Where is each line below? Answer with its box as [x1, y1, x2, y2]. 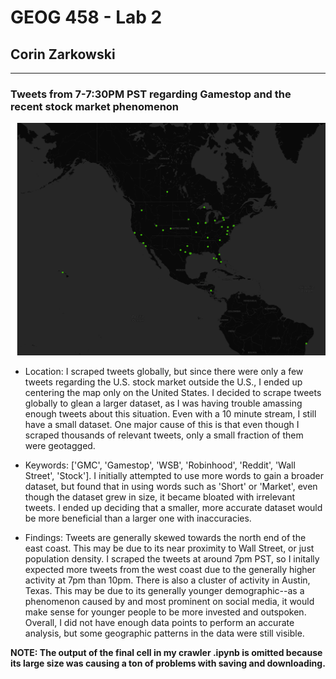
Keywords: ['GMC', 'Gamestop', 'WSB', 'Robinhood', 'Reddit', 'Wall [24, 459, 296, 471]
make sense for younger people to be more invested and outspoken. [24, 606, 307, 618]
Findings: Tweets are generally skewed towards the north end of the [24, 531, 307, 543]
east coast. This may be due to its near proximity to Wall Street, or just [24, 542, 315, 554]
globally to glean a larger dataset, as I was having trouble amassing [24, 397, 303, 409]
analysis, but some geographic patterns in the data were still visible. [24, 627, 305, 639]
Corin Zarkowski [10, 46, 116, 63]
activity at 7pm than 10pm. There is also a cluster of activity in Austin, [24, 574, 311, 586]
